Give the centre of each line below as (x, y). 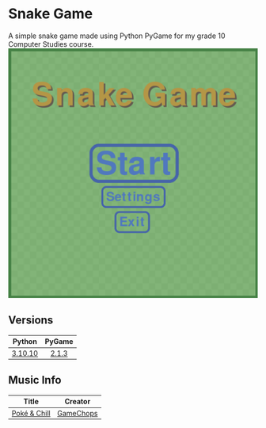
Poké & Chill (31, 413)
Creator (78, 402)
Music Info (35, 380)
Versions (31, 321)
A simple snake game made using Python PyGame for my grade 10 (117, 36)
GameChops (78, 413)
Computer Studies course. (51, 44)
